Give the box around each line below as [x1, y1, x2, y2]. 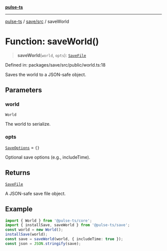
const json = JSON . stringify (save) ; [5, 241, 81, 246]
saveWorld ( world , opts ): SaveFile [17, 52, 86, 58]
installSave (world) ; [5, 232, 48, 237]
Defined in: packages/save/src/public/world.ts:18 [5, 62, 106, 68]
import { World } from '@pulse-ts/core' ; [5, 218, 92, 223]
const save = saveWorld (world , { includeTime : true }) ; [5, 237, 123, 242]
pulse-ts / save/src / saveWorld [5, 18, 70, 24]
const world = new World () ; [5, 227, 64, 233]
